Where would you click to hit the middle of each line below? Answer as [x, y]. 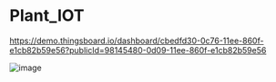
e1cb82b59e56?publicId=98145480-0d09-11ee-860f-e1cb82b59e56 [138, 50]
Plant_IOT [47, 16]
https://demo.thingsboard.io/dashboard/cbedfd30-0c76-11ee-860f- [137, 41]
